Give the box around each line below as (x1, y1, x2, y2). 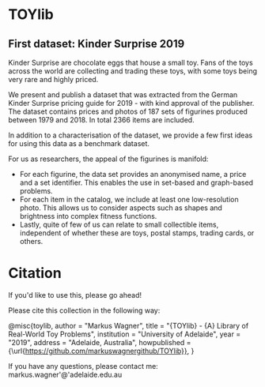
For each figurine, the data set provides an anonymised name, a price (19, 170, 247, 178)
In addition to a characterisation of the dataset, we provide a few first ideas (8, 130, 253, 140)
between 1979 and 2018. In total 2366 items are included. (8, 115, 195, 124)
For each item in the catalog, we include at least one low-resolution (19, 195, 239, 204)
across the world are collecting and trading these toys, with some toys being (8, 66, 258, 76)
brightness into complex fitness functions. (19, 212, 157, 220)
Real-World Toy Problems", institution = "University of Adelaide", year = (8, 329, 241, 339)
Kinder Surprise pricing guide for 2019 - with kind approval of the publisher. (8, 99, 255, 107)
